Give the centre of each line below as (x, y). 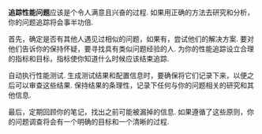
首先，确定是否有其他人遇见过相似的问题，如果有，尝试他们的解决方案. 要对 (131, 39)
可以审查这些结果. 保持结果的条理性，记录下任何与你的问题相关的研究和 (131, 85)
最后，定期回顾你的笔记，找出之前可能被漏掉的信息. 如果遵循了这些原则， (127, 112)
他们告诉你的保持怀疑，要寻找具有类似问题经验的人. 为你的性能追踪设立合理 (131, 49)
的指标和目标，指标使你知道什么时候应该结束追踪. (89, 59)
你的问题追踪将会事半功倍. (51, 22)
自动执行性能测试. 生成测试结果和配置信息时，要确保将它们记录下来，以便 (127, 75)
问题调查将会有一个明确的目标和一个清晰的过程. (92, 122)
